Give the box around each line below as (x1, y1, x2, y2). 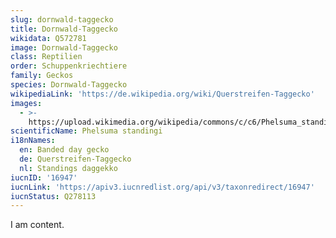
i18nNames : (10, 136, 56, 146)
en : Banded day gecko (19, 145, 110, 155)
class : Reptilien (10, 52, 83, 62)
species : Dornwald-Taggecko (10, 80, 128, 90)
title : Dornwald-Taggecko (10, 24, 118, 34)
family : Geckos (10, 71, 74, 81)
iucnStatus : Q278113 (10, 191, 97, 201)
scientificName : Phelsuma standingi (10, 126, 163, 136)
